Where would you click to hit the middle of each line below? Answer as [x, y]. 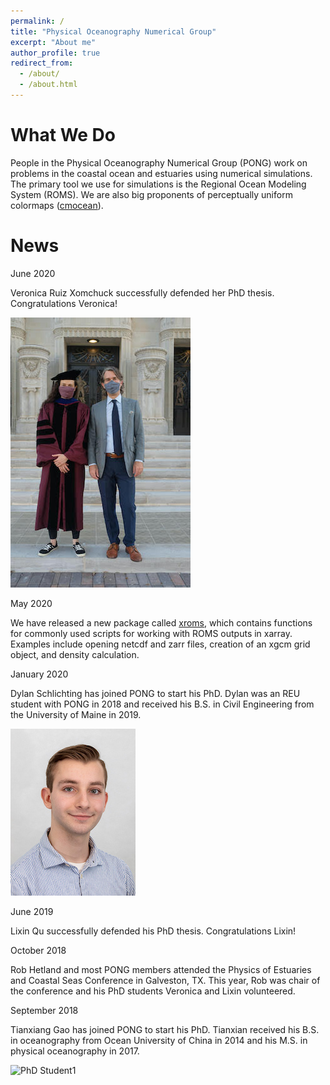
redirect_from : [42, 63]
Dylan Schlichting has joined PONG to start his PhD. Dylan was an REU [155, 693]
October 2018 [38, 950]
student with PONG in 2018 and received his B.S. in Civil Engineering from [162, 704]
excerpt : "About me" [53, 42]
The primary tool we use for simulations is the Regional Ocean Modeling [158, 184]
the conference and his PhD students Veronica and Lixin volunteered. [153, 991]
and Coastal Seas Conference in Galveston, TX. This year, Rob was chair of [165, 980]
